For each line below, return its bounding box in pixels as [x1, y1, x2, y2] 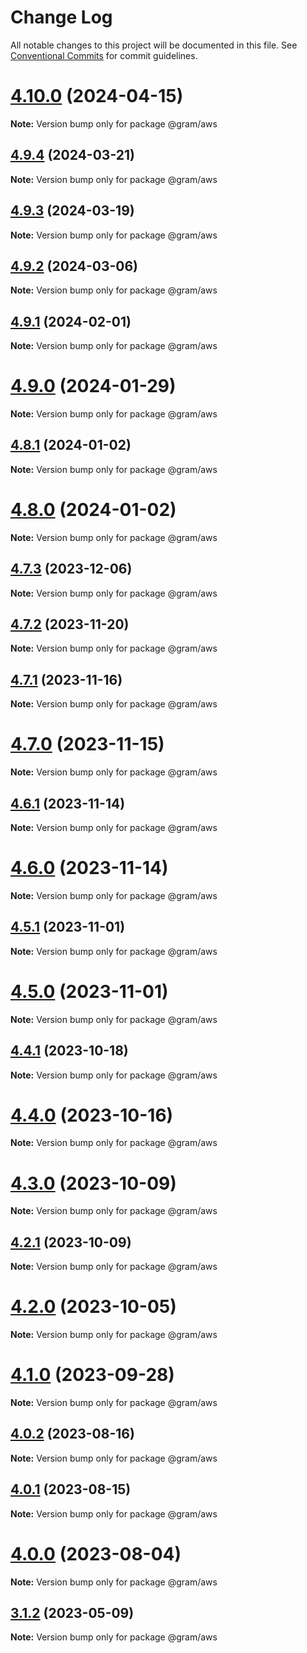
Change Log [10, 6, 113, 29]
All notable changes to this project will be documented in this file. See [10, 39, 298, 51]
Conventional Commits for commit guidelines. [10, 49, 198, 61]
